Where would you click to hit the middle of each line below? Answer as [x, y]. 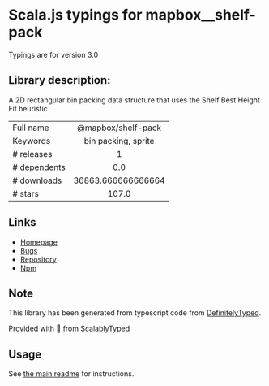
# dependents [39, 167]
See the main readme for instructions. [71, 374]
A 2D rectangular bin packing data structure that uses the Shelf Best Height [134, 100]
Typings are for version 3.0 [53, 54]
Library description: [60, 80]
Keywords [32, 141]
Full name [31, 128]
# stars [26, 193]
